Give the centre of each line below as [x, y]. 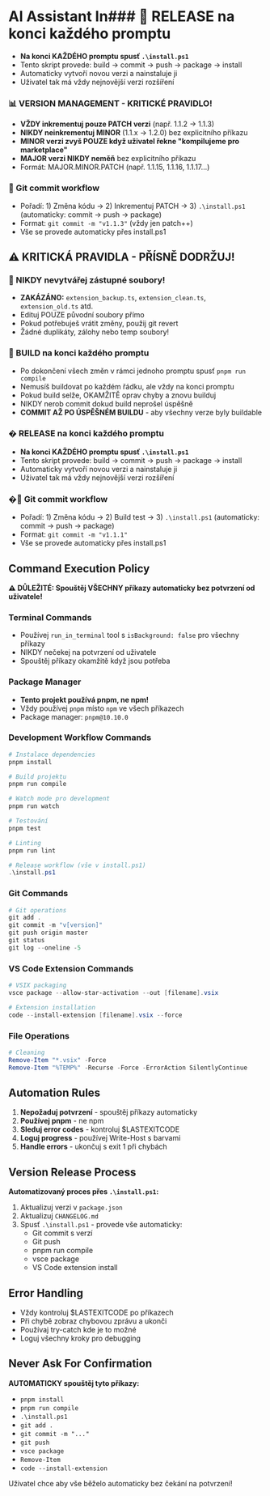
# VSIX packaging [38, 986]
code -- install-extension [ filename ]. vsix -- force [95, 1015]
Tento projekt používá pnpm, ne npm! [84, 699]
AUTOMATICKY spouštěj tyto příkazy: [74, 1383]
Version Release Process [72, 1172]
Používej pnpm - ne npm [62, 1121]
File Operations [39, 1035]
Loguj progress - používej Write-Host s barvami [100, 1138]
